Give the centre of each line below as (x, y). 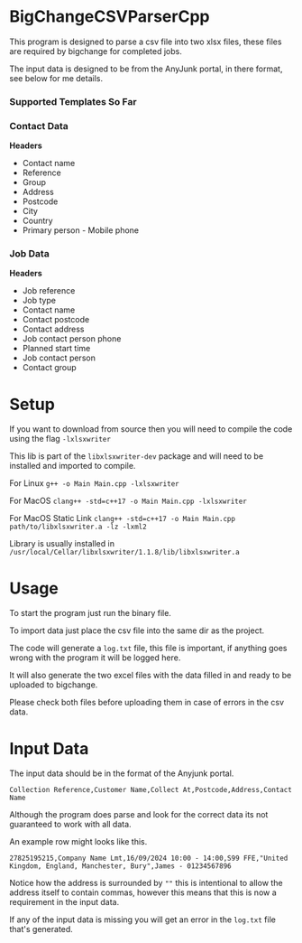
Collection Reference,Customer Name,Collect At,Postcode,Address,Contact (151, 790)
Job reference (49, 291)
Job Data (29, 254)
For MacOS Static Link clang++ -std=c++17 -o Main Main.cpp (123, 518)
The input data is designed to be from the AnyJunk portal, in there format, (146, 69)
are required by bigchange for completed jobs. (96, 51)
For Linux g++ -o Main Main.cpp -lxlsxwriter (94, 483)
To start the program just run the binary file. (90, 613)
